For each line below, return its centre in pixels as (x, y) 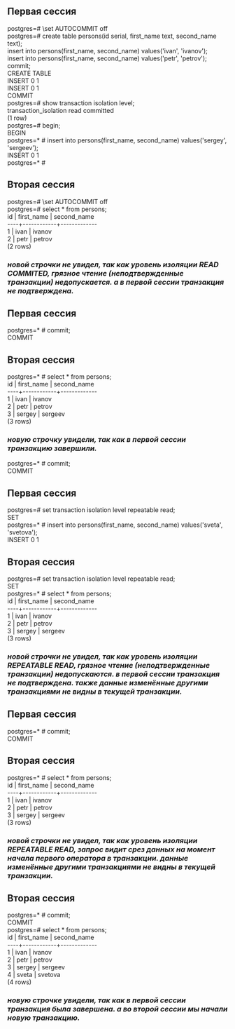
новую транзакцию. (44, 1018)
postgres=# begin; (34, 125)
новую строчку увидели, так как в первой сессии (97, 440)
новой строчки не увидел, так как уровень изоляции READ (113, 264)
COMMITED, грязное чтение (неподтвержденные (95, 273)
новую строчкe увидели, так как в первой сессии (97, 1000)
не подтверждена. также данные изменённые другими (108, 683)
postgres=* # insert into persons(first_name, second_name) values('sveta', (115, 525)
